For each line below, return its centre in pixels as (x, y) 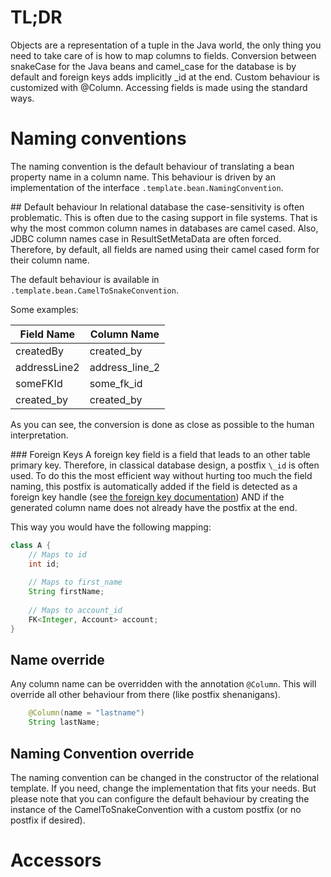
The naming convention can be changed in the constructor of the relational (165, 777)
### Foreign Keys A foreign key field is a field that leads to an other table (160, 454)
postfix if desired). (48, 820)
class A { (31, 545)
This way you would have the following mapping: (111, 527)
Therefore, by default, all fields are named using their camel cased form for (165, 249)
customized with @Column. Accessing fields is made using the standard (159, 87)
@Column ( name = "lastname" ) (86, 713)
